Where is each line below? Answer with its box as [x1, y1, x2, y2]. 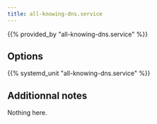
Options [7, 50, 44, 62]
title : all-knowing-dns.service [7, 10, 103, 18]
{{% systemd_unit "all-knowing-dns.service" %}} [7, 69, 151, 78]
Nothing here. [7, 108, 47, 117]
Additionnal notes [7, 89, 88, 101]
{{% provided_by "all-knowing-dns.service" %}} [7, 30, 149, 38]
